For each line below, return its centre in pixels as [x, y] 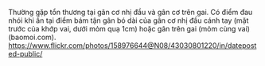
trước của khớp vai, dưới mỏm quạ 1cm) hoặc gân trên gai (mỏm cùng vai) [129, 29]
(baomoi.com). [32, 37]
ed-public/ [25, 54]
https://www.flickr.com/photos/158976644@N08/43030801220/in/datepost [132, 46]
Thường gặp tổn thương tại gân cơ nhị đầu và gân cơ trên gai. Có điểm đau [131, 12]
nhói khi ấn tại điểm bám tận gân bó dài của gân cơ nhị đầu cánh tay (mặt [129, 20]
